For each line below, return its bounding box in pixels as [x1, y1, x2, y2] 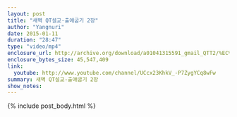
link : [7, 63, 23, 70]
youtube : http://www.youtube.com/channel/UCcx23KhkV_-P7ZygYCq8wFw [13, 69, 217, 76]
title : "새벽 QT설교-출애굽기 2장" [7, 17, 99, 24]
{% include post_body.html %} [7, 101, 97, 110]
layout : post [7, 10, 46, 18]
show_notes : [7, 82, 42, 90]
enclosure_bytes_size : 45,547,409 [7, 56, 109, 63]
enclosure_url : [7, 50, 52, 57]
